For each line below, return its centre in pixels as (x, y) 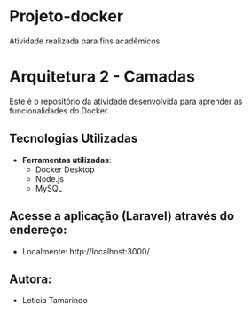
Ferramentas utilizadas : (67, 160)
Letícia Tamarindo (55, 301)
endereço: (39, 230)
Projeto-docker (67, 16)
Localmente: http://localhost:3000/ (86, 251)
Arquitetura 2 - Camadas (102, 77)
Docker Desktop (65, 169)
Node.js (50, 178)
